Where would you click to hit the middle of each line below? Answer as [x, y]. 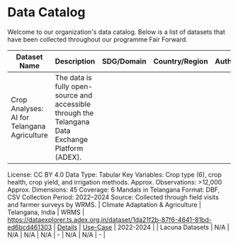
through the [74, 112]
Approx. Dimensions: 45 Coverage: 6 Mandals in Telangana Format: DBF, [114, 189]
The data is [73, 77]
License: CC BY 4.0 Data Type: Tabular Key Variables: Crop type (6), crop [114, 175]
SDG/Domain [124, 61]
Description [75, 61]
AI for [20, 117]
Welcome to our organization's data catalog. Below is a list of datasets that [116, 32]
